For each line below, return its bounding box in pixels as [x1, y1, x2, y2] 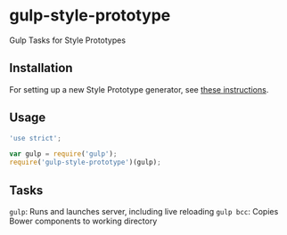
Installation [9, 61, 73, 76]
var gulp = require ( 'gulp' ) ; [9, 150, 118, 158]
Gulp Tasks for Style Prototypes [9, 35, 127, 45]
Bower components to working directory [9, 215, 158, 226]
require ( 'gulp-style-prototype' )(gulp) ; [9, 158, 162, 167]
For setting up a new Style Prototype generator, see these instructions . [9, 84, 269, 94]
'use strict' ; [9, 134, 62, 142]
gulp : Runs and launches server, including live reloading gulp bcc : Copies [9, 207, 279, 216]
